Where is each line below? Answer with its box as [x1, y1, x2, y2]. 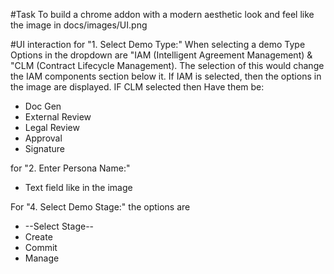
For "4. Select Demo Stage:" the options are [10, 201, 191, 213]
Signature [24, 143, 65, 154]
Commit [24, 242, 58, 253]
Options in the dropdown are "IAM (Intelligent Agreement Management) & [10, 49, 313, 61]
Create [24, 231, 53, 243]
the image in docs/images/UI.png [10, 19, 148, 31]
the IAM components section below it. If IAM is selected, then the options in [10, 70, 322, 82]
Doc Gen [24, 100, 62, 112]
